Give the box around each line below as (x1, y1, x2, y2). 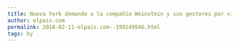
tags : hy (7, 30, 33, 37)
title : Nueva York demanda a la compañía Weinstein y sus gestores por (7, 10, 224, 18)
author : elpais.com (7, 17, 65, 24)
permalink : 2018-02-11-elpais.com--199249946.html (7, 23, 161, 30)
